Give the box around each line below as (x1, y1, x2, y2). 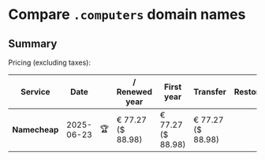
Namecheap (12, 125, 59, 135)
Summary (8, 37, 58, 50)
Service (21, 87, 50, 97)
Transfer (192, 87, 227, 97)
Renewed (116, 87, 152, 97)
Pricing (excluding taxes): (8, 58, 91, 67)
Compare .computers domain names (8, 6, 246, 24)
